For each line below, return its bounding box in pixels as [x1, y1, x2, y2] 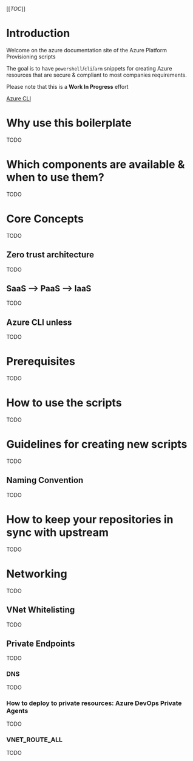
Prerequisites [6, 355, 76, 369]
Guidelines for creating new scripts [6, 437, 188, 451]
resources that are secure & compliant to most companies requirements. [6, 71, 187, 78]
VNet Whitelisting [6, 605, 75, 615]
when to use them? [6, 170, 104, 184]
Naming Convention [6, 475, 84, 485]
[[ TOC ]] [6, 5, 25, 12]
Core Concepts [6, 212, 84, 226]
